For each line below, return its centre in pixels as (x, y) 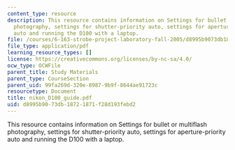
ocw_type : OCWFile (34, 66)
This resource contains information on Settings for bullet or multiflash (107, 124)
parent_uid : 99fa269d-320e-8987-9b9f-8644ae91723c (83, 85)
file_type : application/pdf (48, 46)
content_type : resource (42, 14)
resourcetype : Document (42, 91)
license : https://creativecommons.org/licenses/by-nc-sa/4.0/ (100, 59)
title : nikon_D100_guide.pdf (50, 98)
